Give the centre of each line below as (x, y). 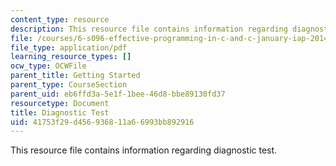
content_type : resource (60, 19)
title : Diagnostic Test (60, 112)
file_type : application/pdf (69, 47)
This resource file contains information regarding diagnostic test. (144, 150)
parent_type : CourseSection (69, 85)
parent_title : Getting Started (75, 76)
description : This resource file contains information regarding (149, 29)
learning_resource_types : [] (71, 57)
